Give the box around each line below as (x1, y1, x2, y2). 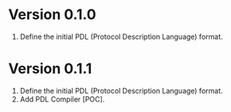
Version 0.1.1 (8, 60, 92, 78)
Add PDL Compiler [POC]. (19, 94, 105, 104)
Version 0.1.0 (8, 6, 97, 24)
